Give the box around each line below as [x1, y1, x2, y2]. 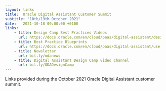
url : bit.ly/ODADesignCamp [18, 62, 74, 67]
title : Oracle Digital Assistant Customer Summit [5, 12, 112, 17]
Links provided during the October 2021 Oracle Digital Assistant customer [5, 76, 155, 82]
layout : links [5, 7, 35, 12]
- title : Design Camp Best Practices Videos [14, 30, 107, 35]
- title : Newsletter [14, 48, 56, 53]
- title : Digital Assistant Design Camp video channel [14, 58, 129, 63]
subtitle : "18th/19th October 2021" [5, 16, 81, 21]
